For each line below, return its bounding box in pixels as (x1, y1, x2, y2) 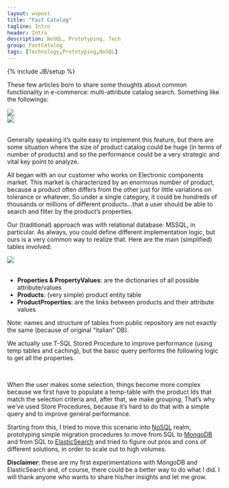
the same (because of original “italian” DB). (7, 326, 129, 334)
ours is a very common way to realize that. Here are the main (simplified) (7, 235, 213, 243)
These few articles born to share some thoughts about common (7, 80, 187, 89)
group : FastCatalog (7, 42, 63, 49)
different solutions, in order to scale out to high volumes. (7, 445, 167, 453)
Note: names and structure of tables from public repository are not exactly (7, 318, 217, 326)
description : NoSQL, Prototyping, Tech (7, 36, 121, 43)
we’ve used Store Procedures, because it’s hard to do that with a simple (7, 402, 210, 410)
